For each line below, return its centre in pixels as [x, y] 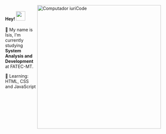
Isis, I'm [13, 35]
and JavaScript [21, 87]
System [13, 51]
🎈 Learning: [17, 76]
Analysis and [19, 56]
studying [14, 45]
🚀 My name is [19, 30]
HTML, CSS [17, 82]
